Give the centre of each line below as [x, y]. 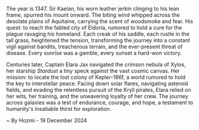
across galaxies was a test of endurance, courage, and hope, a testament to [100, 103]
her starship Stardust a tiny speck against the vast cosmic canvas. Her [93, 71]
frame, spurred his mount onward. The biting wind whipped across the [93, 15]
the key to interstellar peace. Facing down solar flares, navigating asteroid [97, 83]
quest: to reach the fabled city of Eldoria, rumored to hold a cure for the [94, 27]
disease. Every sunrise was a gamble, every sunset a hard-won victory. [94, 53]
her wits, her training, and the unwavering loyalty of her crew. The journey [97, 96]
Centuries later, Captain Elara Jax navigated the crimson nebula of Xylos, [96, 64]
